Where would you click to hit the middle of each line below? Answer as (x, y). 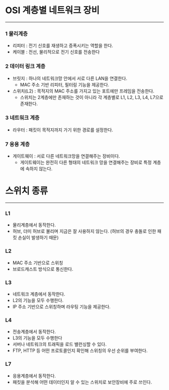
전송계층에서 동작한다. (34, 332)
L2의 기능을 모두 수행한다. (38, 300)
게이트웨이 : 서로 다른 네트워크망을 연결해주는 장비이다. (66, 156)
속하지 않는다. (39, 169)
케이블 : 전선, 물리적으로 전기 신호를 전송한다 (56, 52)
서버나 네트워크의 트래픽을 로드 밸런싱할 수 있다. (59, 345)
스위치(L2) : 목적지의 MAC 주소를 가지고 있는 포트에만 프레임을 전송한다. (83, 91)
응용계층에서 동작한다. (34, 376)
